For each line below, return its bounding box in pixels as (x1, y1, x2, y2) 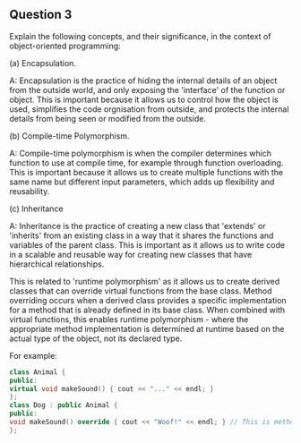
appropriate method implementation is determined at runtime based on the (9, 323, 285, 334)
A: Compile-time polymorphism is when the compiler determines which (9, 148, 271, 158)
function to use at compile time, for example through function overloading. (9, 157, 284, 168)
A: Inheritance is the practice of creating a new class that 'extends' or (9, 220, 266, 231)
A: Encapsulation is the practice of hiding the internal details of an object (9, 75, 278, 86)
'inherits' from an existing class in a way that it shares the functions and (9, 230, 274, 241)
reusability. (9, 185, 50, 196)
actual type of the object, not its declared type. (9, 333, 183, 344)
